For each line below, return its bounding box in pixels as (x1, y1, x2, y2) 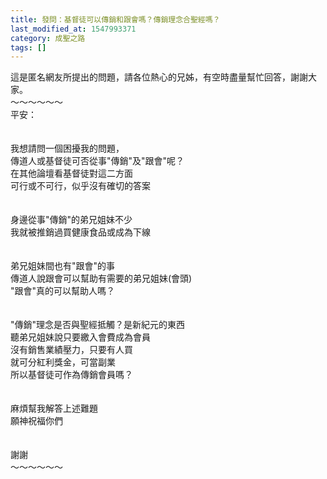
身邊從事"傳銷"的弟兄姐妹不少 (10, 214, 133, 226)
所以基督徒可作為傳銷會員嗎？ (10, 369, 133, 381)
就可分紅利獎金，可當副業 (10, 356, 116, 368)
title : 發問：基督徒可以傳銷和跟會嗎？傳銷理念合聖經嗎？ (10, 14, 221, 25)
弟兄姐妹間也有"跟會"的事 (10, 260, 116, 272)
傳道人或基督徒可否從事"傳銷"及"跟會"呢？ (10, 155, 185, 167)
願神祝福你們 (10, 415, 63, 427)
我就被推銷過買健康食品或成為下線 (10, 226, 151, 238)
